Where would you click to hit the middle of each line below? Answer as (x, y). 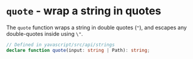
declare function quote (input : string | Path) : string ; (78, 50)
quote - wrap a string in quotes (84, 11)
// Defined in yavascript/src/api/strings (61, 45)
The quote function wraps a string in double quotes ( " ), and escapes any (97, 27)
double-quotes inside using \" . (45, 33)
